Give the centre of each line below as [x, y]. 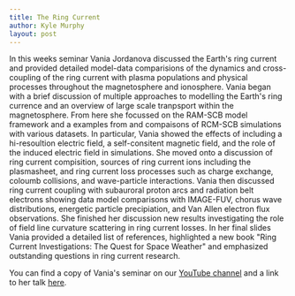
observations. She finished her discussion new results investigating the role [147, 218]
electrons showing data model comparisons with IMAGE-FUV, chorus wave [146, 200]
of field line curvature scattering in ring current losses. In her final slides [140, 228]
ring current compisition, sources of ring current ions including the [130, 162]
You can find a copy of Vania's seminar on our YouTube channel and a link [144, 273]
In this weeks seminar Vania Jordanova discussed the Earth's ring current [143, 59]
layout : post [33, 34]
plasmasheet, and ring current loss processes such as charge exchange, [141, 171]
